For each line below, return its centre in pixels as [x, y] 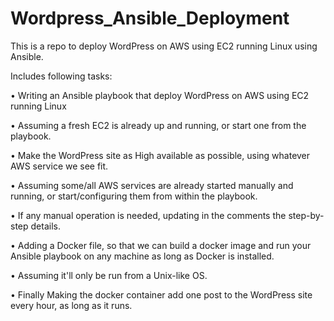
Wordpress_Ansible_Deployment [150, 18]
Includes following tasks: [61, 76]
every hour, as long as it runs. [71, 305]
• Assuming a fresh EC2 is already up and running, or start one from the [158, 125]
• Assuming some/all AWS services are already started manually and [152, 185]
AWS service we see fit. [59, 166]
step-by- [306, 215]
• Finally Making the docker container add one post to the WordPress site [161, 294]
